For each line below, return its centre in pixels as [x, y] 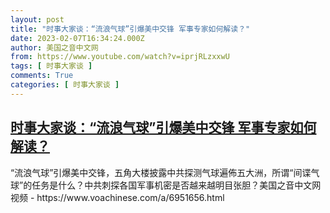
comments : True [42, 76]
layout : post [37, 19]
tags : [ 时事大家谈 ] [51, 66]
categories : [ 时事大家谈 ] [65, 85]
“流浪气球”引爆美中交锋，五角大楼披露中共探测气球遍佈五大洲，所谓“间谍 [161, 172]
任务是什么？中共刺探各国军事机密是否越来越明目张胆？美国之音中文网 [176, 185]
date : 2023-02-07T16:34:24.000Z [77, 38]
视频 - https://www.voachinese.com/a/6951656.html [117, 197]
